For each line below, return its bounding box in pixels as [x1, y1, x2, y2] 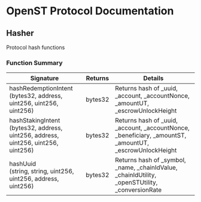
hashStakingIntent [9, 117, 60, 125]
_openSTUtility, [115, 178, 158, 186]
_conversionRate [115, 186, 162, 194]
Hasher [6, 28, 34, 38]
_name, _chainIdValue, [115, 163, 178, 172]
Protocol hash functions [6, 44, 65, 51]
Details [143, 74, 164, 82]
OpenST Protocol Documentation [6, 4, 174, 18]
